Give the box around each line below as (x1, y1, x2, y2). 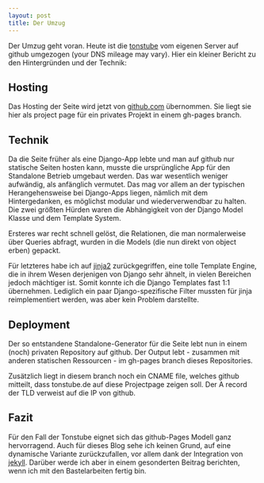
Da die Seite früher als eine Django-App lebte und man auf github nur (8, 154, 235, 164)
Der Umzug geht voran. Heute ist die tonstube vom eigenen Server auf (8, 41, 239, 50)
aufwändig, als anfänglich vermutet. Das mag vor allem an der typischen (8, 180, 245, 189)
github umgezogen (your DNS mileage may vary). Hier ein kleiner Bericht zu (8, 49, 256, 59)
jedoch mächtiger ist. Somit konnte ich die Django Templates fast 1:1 (8, 278, 231, 288)
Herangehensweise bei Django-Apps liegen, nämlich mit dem (8, 188, 209, 198)
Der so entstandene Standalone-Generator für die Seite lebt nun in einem (8, 338, 247, 348)
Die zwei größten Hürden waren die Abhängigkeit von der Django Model (8, 205, 243, 214)
